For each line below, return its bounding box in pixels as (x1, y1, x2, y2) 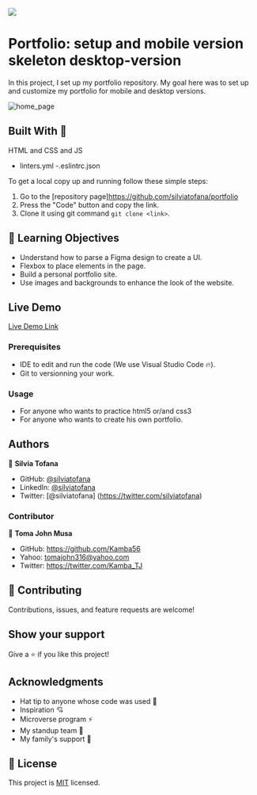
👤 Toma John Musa (8, 529, 73, 538)
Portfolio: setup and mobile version (8, 35, 244, 53)
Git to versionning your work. (19, 369, 115, 378)
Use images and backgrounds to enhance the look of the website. (19, 277, 235, 287)
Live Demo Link (8, 322, 59, 331)
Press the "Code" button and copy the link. (19, 200, 160, 209)
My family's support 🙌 (19, 734, 93, 743)
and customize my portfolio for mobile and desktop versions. (8, 86, 206, 95)
